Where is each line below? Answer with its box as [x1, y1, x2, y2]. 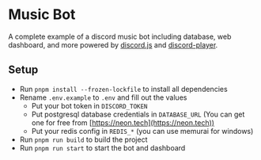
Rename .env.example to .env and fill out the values [19, 93, 187, 102]
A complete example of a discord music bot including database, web [8, 32, 232, 41]
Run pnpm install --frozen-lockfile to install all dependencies [19, 84, 228, 93]
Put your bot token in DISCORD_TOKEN [31, 101, 148, 110]
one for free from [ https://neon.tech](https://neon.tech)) [31, 117, 215, 128]
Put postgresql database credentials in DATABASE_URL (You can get [31, 109, 245, 119]
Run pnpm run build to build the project [19, 135, 148, 144]
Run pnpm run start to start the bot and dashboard [19, 143, 186, 152]
